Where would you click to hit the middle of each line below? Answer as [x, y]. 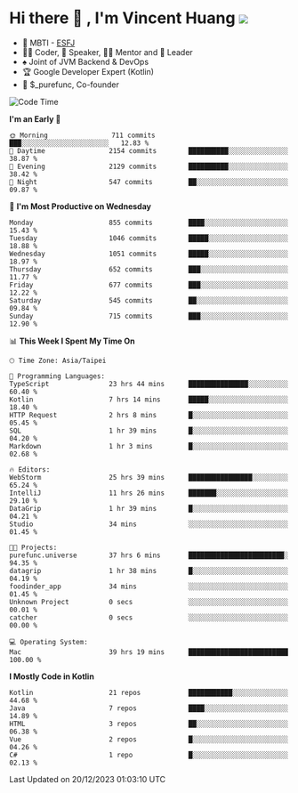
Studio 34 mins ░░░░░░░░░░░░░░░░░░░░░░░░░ [149, 524]
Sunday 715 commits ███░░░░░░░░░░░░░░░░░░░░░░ [149, 316]
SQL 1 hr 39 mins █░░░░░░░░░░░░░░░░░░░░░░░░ [149, 431]
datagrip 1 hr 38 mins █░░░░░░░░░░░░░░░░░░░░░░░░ [149, 570]
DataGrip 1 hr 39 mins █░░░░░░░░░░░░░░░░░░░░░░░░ [149, 508]
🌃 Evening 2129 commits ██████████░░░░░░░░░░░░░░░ [149, 166]
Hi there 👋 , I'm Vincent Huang [122, 18]
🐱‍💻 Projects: [33, 547]
